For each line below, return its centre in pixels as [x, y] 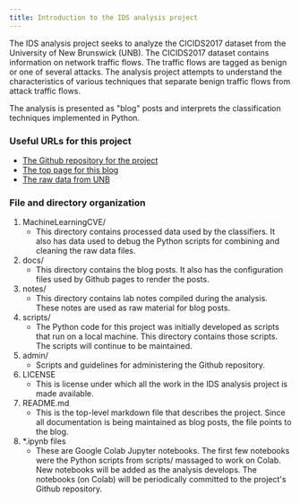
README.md [46, 403]
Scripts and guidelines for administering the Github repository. [150, 365]
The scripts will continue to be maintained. [114, 346]
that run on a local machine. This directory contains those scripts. [157, 336]
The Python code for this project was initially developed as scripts [157, 327]
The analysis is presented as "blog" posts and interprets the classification [146, 108]
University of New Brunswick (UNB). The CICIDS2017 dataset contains [139, 52]
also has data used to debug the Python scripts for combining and [158, 241]
